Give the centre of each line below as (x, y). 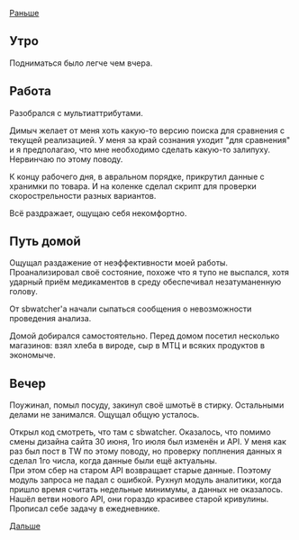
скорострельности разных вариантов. (83, 195)
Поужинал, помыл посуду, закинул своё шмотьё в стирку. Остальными (147, 405)
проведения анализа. (50, 319)
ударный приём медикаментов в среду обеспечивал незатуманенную (145, 282)
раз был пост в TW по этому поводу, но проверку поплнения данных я (145, 451)
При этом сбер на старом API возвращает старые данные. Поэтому (140, 471)
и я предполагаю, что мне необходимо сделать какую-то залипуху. (140, 149)
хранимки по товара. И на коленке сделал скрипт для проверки (133, 186)
